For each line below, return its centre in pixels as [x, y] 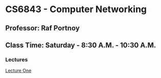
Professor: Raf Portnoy [43, 28]
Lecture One [18, 71]
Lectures [17, 59]
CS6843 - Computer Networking [76, 9]
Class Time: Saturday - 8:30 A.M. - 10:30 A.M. [81, 45]
